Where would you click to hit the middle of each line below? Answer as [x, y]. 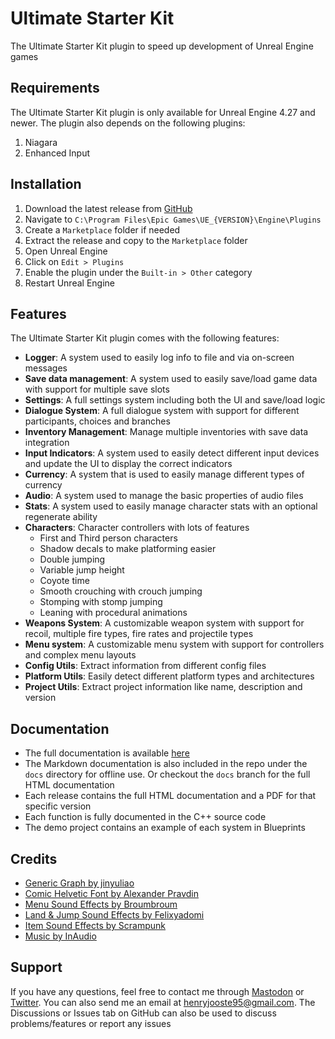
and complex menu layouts [80, 655]
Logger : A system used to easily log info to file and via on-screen [159, 358]
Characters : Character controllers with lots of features [137, 528]
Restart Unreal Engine [69, 283]
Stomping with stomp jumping [101, 602]
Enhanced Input [57, 153]
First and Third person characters [108, 538]
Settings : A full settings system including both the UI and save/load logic [175, 400]
